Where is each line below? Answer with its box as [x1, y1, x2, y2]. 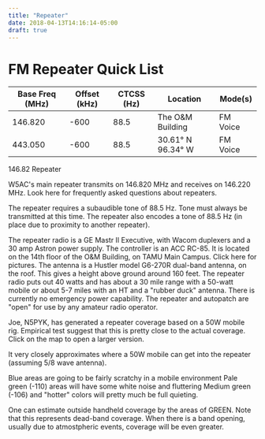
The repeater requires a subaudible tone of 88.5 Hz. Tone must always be [8, 203, 248, 213]
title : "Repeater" [8, 11, 69, 20]
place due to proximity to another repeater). [8, 220, 151, 229]
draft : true [8, 26, 47, 34]
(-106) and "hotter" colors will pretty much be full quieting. [8, 390, 199, 400]
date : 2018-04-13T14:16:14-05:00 [8, 19, 118, 27]
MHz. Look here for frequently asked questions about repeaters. [8, 188, 218, 198]
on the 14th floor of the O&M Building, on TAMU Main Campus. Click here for [8, 252, 257, 262]
